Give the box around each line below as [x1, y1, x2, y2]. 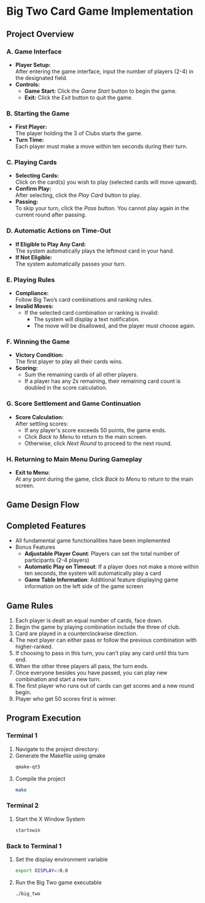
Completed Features [6, 521, 86, 531]
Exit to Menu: [15, 468, 50, 476]
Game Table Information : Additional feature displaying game [24, 576, 179, 583]
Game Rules [6, 601, 53, 611]
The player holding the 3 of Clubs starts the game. [15, 130, 143, 137]
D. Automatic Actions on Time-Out [6, 226, 112, 235]
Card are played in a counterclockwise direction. [15, 629, 138, 637]
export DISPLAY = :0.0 [15, 867, 68, 873]
